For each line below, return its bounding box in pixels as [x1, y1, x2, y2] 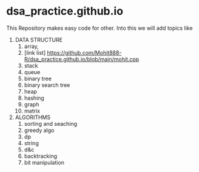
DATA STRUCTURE [15, 36, 62, 43]
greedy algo [24, 126, 55, 134]
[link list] [24, 49, 46, 56]
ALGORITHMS [15, 114, 50, 121]
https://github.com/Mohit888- [47, 49, 122, 56]
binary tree [24, 75, 52, 82]
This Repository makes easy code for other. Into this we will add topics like [6, 24, 193, 32]
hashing [24, 94, 44, 101]
